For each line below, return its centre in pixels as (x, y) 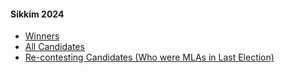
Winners (42, 36)
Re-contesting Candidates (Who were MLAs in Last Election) (149, 57)
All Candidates (54, 47)
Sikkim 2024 (37, 14)
